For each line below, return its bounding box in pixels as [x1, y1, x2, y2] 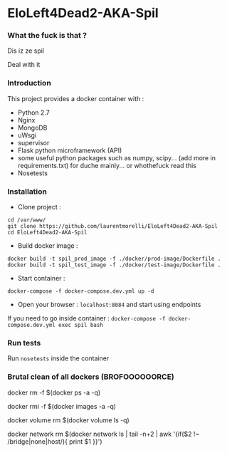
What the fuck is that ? [7, 31, 88, 41]
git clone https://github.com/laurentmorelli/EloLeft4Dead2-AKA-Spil [7, 223, 218, 230]
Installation [7, 187, 48, 197]
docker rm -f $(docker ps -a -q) [7, 388, 101, 397]
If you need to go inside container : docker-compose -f [7, 314, 166, 323]
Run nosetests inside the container [7, 354, 110, 363]
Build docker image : [17, 241, 78, 250]
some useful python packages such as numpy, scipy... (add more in [17, 153, 216, 162]
